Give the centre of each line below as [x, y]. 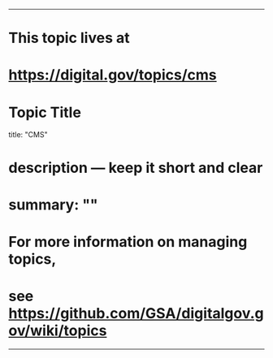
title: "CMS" [28, 135]
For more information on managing [128, 242]
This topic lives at [69, 38]
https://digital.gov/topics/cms [113, 75]
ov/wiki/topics [58, 331]
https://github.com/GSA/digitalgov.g [136, 314]
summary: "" [54, 205]
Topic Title [45, 112]
